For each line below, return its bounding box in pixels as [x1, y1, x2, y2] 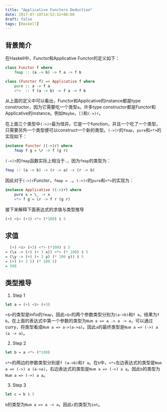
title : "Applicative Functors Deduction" [5, 7, 93, 12]
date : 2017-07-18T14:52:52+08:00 [5, 12, 75, 17]
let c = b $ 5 [5, 392, 35, 397]
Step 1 [12, 292, 25, 298]
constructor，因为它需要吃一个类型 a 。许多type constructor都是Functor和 [5, 104, 156, 110]
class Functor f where [5, 65, 52, 70]
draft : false [5, 16, 32, 21]
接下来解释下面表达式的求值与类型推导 [5, 206, 84, 212]
